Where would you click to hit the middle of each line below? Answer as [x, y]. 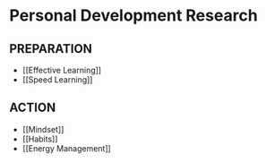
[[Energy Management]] [67, 148]
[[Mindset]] [43, 129]
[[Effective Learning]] [61, 70]
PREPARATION [51, 49]
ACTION [33, 108]
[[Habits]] [40, 139]
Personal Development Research [133, 16]
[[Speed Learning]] [57, 80]
